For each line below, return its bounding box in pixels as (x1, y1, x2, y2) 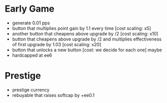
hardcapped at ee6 (12, 52, 52, 58)
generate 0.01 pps (12, 20, 50, 26)
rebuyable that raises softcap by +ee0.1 (12, 92, 95, 98)
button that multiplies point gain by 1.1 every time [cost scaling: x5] (12, 25, 151, 31)
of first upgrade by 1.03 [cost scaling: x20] (12, 41, 102, 47)
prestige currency (12, 87, 50, 93)
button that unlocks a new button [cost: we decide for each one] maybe (12, 47, 162, 53)
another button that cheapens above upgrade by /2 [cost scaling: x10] (12, 30, 158, 37)
